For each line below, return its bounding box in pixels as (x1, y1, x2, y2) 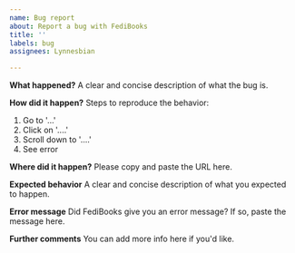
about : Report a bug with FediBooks (9, 22, 148, 31)
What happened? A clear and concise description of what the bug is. (9, 80, 269, 91)
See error (22, 144, 59, 155)
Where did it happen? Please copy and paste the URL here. (9, 161, 233, 172)
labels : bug (9, 38, 54, 48)
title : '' (9, 30, 47, 39)
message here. (9, 216, 65, 227)
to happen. (9, 189, 50, 199)
